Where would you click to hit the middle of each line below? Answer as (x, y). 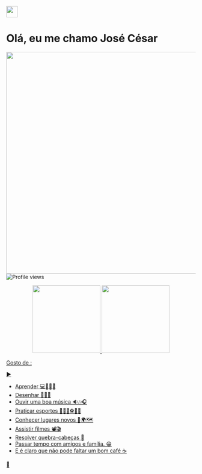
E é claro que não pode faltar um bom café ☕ (71, 451)
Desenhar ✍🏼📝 (33, 395)
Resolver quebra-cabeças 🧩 (50, 437)
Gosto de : (19, 362)
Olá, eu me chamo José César (82, 38)
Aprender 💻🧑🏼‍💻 (35, 386)
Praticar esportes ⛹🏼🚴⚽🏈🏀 (48, 411)
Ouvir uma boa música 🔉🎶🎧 (51, 402)
